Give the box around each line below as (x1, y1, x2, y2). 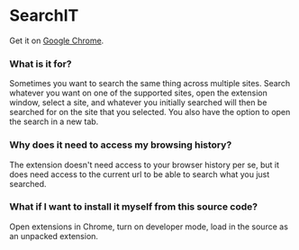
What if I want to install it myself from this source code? (9, 201, 258, 213)
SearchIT (9, 5, 79, 26)
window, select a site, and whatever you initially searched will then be (9, 97, 267, 108)
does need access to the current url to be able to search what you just (9, 168, 270, 180)
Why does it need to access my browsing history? (9, 138, 232, 151)
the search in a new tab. (9, 116, 99, 127)
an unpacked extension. (9, 230, 99, 241)
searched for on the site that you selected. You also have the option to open (9, 107, 291, 118)
